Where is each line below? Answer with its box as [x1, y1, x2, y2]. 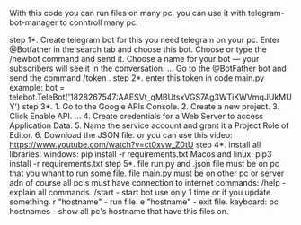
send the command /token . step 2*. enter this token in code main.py [9, 73, 265, 83]
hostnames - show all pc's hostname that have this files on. [9, 206, 229, 216]
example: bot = [9, 82, 66, 92]
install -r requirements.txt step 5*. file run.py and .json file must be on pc [9, 159, 280, 169]
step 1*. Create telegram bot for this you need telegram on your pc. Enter [9, 35, 280, 45]
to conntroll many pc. [59, 17, 138, 28]
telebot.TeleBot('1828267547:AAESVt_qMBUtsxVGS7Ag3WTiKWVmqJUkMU [9, 91, 292, 102]
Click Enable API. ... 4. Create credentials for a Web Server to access [9, 111, 263, 121]
